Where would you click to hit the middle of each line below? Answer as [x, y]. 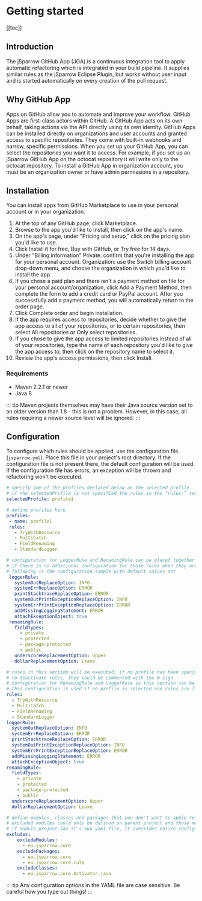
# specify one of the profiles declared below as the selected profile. [99, 488]
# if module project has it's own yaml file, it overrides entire [91, 829]
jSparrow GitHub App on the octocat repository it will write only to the [92, 159]
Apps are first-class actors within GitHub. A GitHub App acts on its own [94, 120]
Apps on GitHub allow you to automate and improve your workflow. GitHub [98, 114]
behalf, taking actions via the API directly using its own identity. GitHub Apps [101, 127]
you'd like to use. [36, 243]
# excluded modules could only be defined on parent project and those [98, 823]
